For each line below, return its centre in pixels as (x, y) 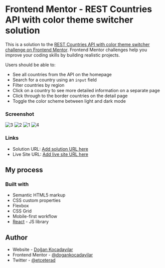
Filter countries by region (38, 85)
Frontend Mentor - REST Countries (79, 9)
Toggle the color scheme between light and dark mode (69, 101)
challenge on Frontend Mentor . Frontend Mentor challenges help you (76, 50)
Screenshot (20, 114)
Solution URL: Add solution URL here (50, 149)
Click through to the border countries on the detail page (70, 96)
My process (24, 170)
